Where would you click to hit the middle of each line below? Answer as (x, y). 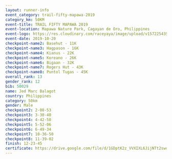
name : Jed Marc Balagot (31, 91)
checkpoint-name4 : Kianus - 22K (40, 53)
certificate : (19, 148)
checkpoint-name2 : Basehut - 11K (41, 44)
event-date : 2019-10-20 (31, 39)
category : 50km (21, 101)
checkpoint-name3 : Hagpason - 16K (42, 48)
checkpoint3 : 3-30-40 (28, 115)
